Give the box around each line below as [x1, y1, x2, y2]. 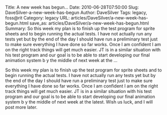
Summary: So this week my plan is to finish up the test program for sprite [5, 25, 156, 31]
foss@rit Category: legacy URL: [5, 15, 70, 20]
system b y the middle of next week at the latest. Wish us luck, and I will [5, 99, 153, 104]
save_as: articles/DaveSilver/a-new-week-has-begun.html [29, 20, 149, 26]
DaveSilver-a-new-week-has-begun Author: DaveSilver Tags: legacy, [5, 9, 148, 15]
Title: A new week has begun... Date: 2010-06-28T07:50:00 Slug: [5, 4, 139, 10]
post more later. [5, 104, 37, 110]
